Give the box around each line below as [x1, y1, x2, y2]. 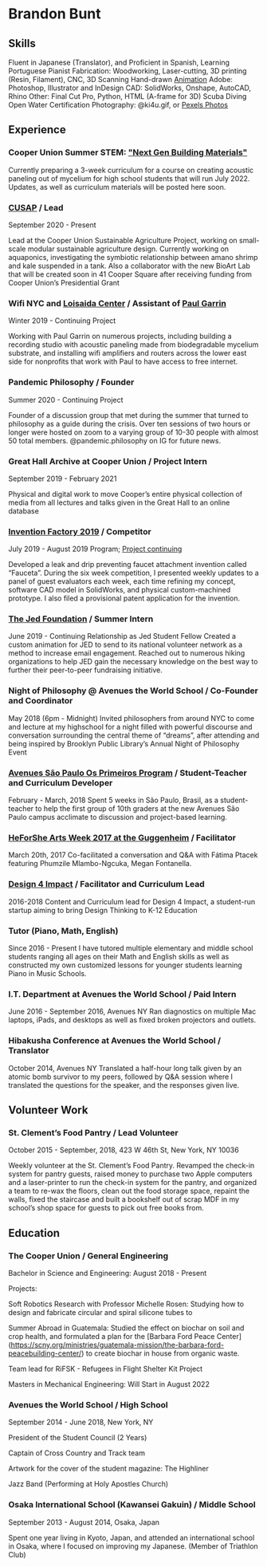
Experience [8, 123, 66, 136]
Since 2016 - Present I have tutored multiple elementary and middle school [8, 943, 253, 953]
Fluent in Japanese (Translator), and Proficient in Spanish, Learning [8, 57, 230, 67]
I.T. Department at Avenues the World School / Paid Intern [8, 988, 237, 999]
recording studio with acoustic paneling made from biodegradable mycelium [8, 340, 259, 349]
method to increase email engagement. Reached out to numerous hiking [8, 648, 245, 658]
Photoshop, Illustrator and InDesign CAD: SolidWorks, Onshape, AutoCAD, [8, 83, 252, 93]
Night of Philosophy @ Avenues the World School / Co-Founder [8, 685, 259, 696]
